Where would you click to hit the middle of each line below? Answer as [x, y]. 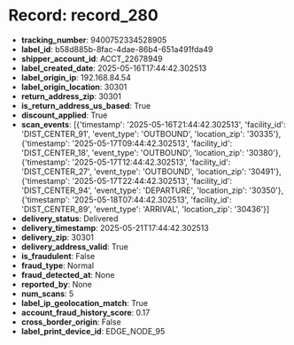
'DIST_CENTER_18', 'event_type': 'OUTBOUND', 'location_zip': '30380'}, [151, 152]
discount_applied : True [64, 115]
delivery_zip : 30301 [58, 237]
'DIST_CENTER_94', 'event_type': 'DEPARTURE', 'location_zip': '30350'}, [152, 190]
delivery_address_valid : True [75, 246]
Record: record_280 [83, 15]
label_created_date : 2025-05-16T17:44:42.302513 [114, 68]
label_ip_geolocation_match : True [84, 303]
